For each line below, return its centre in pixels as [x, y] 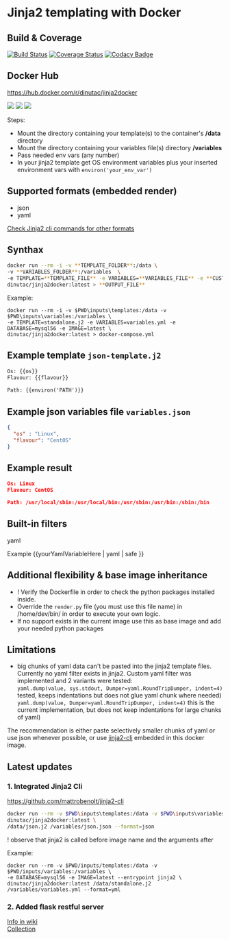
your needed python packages [60, 628]
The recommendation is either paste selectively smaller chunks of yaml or [111, 730]
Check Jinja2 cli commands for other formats [71, 228]
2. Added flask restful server [55, 907]
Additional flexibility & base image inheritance [107, 575]
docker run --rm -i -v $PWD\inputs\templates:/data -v [87, 310]
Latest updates [40, 766]
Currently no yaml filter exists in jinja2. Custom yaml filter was [104, 674]
